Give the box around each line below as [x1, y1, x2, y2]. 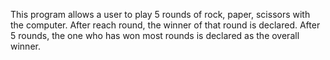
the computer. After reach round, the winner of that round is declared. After [10, 19, 321, 31]
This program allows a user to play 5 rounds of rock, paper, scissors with [10, 9, 311, 20]
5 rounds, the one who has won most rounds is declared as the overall [10, 30, 300, 41]
